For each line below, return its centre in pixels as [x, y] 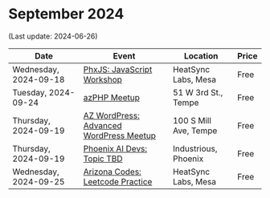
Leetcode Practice [118, 181]
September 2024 [66, 14]
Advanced [102, 125]
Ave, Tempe [195, 131]
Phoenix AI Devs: [115, 148]
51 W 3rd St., [198, 92]
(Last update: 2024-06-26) [53, 36]
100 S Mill [192, 120]
